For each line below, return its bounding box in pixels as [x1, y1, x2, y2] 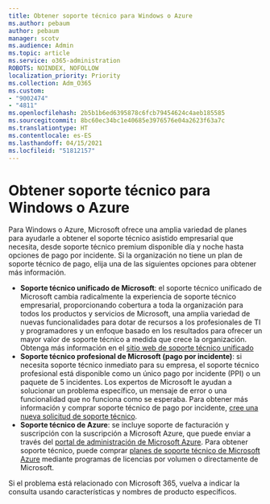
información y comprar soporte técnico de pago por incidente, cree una [19, 403, 259, 413]
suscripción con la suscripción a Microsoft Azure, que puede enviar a [19, 428, 251, 439]
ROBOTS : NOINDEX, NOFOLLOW [8, 64, 99, 72]
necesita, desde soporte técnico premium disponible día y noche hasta [8, 242, 244, 252]
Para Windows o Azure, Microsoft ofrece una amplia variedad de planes [8, 225, 247, 234]
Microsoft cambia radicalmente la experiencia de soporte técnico [19, 291, 236, 302]
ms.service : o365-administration [8, 57, 121, 65]
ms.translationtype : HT [8, 124, 89, 132]
